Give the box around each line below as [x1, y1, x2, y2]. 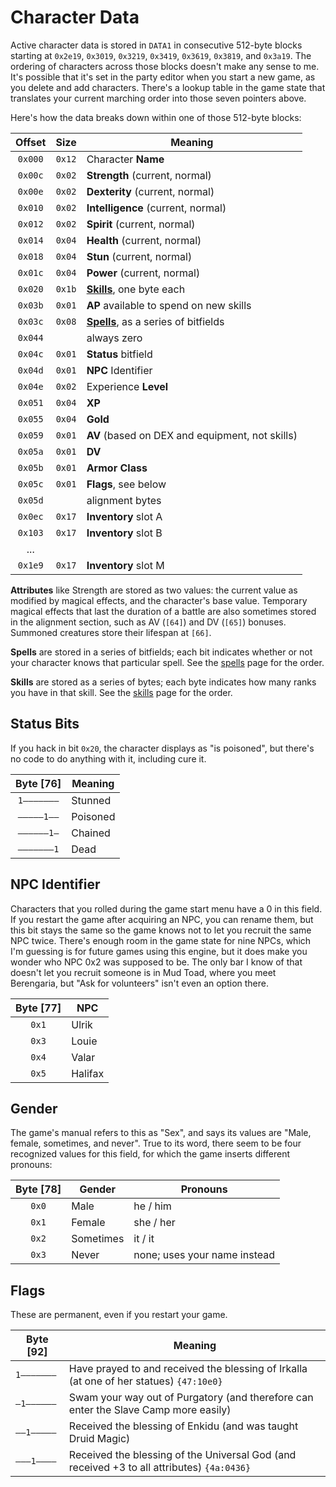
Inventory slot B [86, 526, 163, 540]
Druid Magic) [68, 1432, 131, 1446]
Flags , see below [86, 477, 167, 491]
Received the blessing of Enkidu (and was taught [68, 1419, 299, 1433]
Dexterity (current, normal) [86, 184, 215, 198]
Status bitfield [86, 347, 153, 361]
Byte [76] [15, 776, 62, 790]
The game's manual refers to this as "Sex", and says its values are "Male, [10, 1127, 312, 1139]
